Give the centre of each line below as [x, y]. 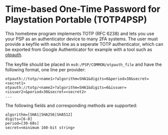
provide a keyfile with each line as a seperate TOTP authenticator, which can [85, 44]
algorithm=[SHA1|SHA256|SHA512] [39, 115]
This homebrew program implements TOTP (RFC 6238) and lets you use [80, 33]
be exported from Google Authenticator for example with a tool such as [79, 49]
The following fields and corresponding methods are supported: [71, 105]
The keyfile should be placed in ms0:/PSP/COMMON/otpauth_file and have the [83, 64]
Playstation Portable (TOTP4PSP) [76, 20]
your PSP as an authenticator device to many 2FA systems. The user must [81, 39]
